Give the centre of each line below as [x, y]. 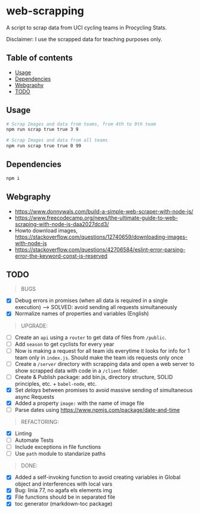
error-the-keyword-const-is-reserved [61, 256]
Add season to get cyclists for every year [64, 344]
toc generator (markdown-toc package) [64, 504]
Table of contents [39, 58]
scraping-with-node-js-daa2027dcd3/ [62, 224]
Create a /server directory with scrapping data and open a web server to [104, 364]
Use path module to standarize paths [60, 454]
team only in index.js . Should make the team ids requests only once [99, 358]
